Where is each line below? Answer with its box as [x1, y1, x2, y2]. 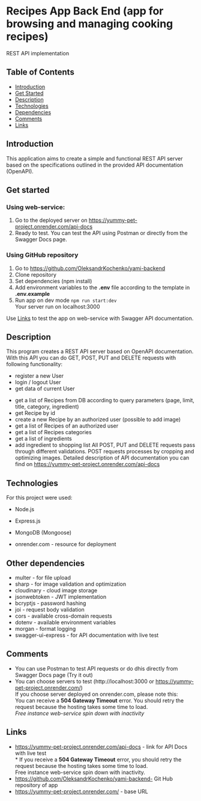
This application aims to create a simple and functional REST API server [6, 155, 183, 162]
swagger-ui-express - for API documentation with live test [14, 631, 159, 639]
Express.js [14, 517, 41, 524]
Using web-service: [6, 203, 65, 211]
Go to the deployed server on [14, 216, 88, 224]
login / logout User [14, 379, 61, 386]
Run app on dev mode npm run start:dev [14, 296, 117, 304]
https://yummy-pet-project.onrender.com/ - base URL [14, 788, 148, 795]
